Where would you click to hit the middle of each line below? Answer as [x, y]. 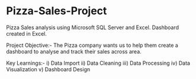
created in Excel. [27, 33]
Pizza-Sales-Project [57, 11]
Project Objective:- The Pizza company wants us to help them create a [92, 45]
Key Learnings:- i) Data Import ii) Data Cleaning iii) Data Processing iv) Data [98, 63]
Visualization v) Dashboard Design [48, 69]
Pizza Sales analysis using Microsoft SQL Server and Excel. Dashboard [93, 27]
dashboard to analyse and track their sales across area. [74, 51]
